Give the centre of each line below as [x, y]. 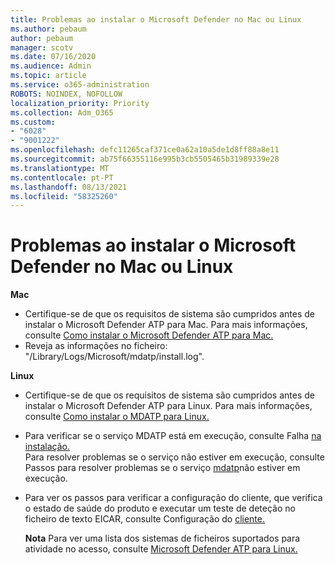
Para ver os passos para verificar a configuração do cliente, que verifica [173, 498]
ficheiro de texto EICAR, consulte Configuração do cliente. [145, 519]
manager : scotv [42, 47]
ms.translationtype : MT [60, 168]
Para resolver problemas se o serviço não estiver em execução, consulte [174, 457]
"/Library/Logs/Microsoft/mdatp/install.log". [114, 357]
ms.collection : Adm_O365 [62, 112]
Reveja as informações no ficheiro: [96, 346]
